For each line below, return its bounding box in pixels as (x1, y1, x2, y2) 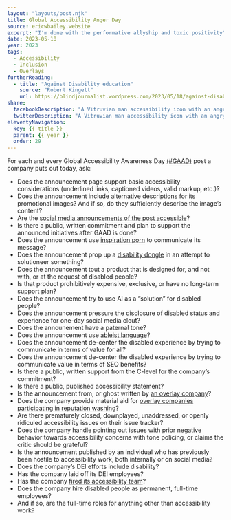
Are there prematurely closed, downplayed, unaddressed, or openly (16, 411, 209, 420)
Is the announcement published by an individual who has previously (16, 448, 210, 456)
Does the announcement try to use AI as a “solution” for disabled (16, 294, 201, 303)
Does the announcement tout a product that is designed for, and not (16, 266, 210, 274)
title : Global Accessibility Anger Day (7, 17, 122, 23)
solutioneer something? (16, 258, 84, 266)
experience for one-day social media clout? (16, 316, 141, 325)
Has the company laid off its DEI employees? (16, 470, 144, 478)
